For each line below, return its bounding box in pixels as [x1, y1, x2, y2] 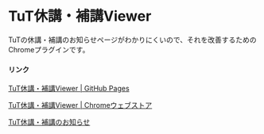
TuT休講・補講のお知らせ [8, 117, 91, 127]
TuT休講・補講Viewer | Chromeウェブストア [8, 101, 153, 110]
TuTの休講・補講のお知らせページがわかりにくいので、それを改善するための [8, 35, 257, 44]
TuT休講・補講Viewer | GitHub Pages [8, 84, 130, 94]
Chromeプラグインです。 [8, 44, 90, 54]
